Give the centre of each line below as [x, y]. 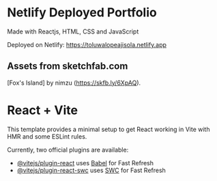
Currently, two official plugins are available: [68, 150]
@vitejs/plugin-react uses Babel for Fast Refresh [85, 163]
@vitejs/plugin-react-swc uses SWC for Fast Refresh [91, 170]
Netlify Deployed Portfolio [82, 13]
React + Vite [43, 110]
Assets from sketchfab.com [68, 66]
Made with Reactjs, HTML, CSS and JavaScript [73, 31]
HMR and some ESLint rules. [47, 136]
